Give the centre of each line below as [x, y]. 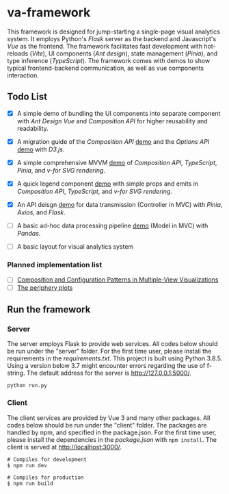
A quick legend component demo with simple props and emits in [108, 184]
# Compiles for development [47, 459]
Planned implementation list [55, 265]
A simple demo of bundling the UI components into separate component [119, 113]
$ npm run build [30, 483]
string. [16, 373]
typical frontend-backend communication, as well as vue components [105, 68]
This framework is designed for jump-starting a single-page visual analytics [114, 32]
